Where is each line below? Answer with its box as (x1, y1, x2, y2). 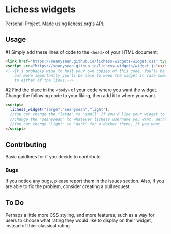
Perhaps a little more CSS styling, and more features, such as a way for (5, 212, 155, 218)
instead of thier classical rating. (5, 223, 71, 229)
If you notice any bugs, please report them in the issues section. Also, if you (5, 178, 164, 184)
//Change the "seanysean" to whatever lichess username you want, (10, 116, 154, 122)
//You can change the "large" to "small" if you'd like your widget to (10, 111, 165, 117)
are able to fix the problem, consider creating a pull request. (5, 183, 131, 190)
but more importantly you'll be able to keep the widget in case (14, 73, 156, 78)
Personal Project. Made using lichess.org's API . (5, 20, 105, 27)
